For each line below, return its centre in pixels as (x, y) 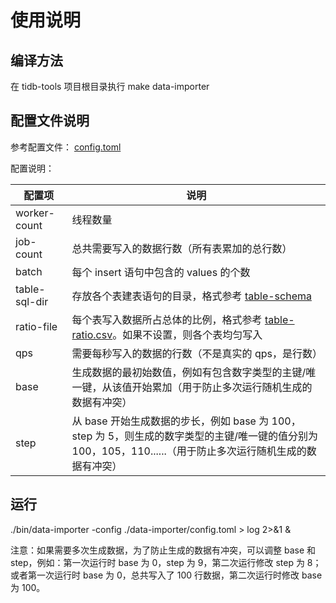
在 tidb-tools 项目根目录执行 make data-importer (110, 86)
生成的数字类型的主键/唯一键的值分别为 (226, 436)
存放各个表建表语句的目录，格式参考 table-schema (191, 296)
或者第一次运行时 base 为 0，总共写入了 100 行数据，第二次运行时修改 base (166, 575)
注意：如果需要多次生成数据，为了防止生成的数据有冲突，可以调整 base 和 (163, 550)
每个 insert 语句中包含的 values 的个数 (161, 272)
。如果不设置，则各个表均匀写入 (187, 334)
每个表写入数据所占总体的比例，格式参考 (167, 319)
